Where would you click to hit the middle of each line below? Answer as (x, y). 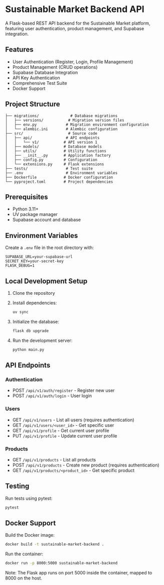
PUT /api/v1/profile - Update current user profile (65, 436)
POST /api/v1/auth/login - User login (52, 396)
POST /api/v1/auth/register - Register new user (63, 391)
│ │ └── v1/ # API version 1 (51, 142)
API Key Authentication (36, 78)
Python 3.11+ (26, 209)
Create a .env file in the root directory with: (50, 248)
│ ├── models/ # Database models (53, 147)
